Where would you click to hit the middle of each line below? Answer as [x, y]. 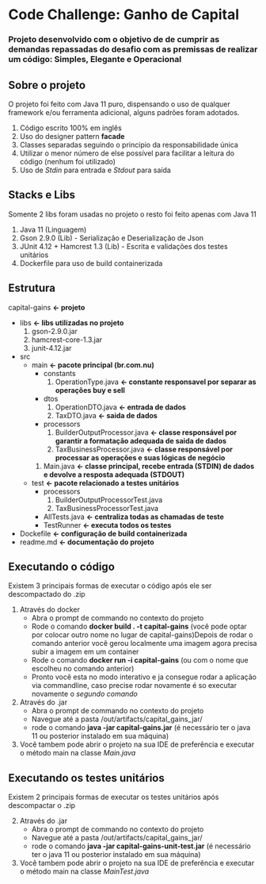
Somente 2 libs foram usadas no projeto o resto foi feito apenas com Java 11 [133, 214]
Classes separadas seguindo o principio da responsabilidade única [129, 144]
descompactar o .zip [42, 805]
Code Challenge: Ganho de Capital [124, 15]
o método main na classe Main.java [78, 753]
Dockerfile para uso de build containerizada [91, 263]
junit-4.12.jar [51, 348]
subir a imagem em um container [85, 651]
